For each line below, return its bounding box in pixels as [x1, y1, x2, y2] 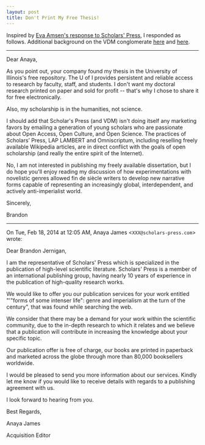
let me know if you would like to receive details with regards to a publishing [6, 377, 195, 385]
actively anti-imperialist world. [6, 187, 82, 194]
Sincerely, [6, 199, 32, 207]
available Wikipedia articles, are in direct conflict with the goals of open [6, 143, 186, 150]
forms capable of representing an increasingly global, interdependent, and [6, 181, 193, 188]
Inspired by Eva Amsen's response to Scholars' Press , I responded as [6, 31, 181, 39]
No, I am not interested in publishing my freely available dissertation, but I [6, 161, 191, 169]
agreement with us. [6, 384, 55, 391]
